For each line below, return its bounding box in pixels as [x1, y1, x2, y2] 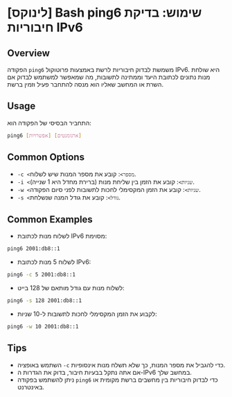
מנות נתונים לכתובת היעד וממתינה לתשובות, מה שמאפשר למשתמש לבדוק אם [7, 73, 211, 81]
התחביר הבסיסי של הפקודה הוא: [7, 118, 92, 127]
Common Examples [7, 213, 93, 225]
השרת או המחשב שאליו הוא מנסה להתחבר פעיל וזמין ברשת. [7, 80, 164, 88]
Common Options [7, 151, 85, 164]
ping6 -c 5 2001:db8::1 [7, 272, 76, 279]
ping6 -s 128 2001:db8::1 [7, 297, 82, 304]
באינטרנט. [17, 382, 45, 391]
